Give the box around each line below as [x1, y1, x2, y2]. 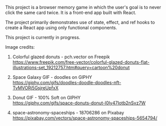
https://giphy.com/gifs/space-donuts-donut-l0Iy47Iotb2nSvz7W [12, 100, 146, 106]
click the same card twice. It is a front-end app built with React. [5, 10, 137, 16]
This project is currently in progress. [5, 35, 80, 40]
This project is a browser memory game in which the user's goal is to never [5, 5, 161, 10]
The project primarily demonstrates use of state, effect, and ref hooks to [5, 20, 155, 25]
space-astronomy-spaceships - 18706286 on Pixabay [12, 110, 124, 115]
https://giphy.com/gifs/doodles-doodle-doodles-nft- [12, 80, 122, 85]
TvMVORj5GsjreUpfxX [12, 85, 59, 91]
